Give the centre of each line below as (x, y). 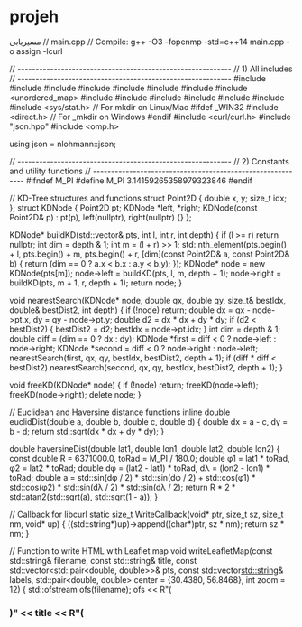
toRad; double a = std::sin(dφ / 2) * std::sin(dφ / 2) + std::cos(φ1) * (133, 477)
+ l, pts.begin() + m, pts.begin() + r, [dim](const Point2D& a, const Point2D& (150, 254)
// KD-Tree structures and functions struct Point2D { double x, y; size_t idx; (148, 198)
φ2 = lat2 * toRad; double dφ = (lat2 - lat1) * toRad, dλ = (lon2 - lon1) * (140, 468)
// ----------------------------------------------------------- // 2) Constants (150, 161)
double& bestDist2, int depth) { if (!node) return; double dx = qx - (130, 310)
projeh (34, 17)
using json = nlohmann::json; (63, 144)
